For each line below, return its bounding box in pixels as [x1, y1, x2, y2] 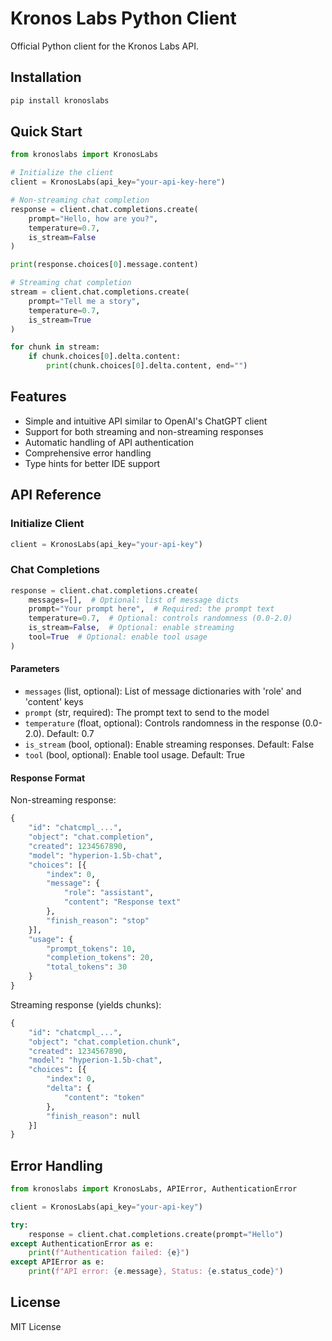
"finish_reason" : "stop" [46, 915, 150, 926]
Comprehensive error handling [24, 447, 152, 459]
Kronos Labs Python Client [10, 7, 237, 30]
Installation [10, 69, 82, 86]
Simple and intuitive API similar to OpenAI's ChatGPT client [24, 415, 268, 427]
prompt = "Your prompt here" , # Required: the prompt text [28, 604, 275, 614]
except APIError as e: [10, 1257, 105, 1267]
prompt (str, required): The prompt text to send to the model [24, 707, 270, 719]
